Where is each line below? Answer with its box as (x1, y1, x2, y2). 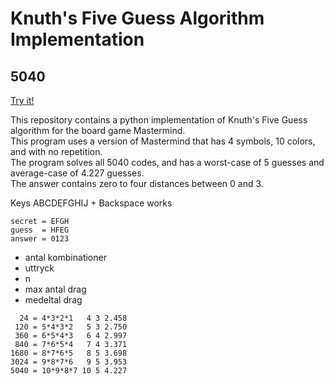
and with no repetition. (10, 146, 103, 157)
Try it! (10, 95, 35, 106)
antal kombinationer (24, 252, 107, 263)
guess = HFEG (10, 225, 70, 235)
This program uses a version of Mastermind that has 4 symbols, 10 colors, (10, 135, 316, 147)
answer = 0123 (10, 234, 70, 244)
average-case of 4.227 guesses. (10, 167, 145, 179)
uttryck (24, 262, 55, 274)
